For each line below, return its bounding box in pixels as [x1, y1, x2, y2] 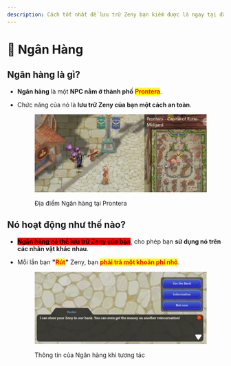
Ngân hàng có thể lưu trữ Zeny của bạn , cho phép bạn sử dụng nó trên [16, 237, 221, 246]
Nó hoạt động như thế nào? [7, 219, 126, 230]
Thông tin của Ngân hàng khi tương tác [34, 351, 146, 359]
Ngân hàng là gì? [7, 69, 80, 80]
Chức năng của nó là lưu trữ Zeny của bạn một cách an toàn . [16, 100, 192, 109]
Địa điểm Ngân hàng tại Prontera [34, 199, 127, 207]
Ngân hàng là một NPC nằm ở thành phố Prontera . [16, 87, 162, 96]
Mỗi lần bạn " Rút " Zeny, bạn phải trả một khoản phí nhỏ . [16, 258, 180, 266]
